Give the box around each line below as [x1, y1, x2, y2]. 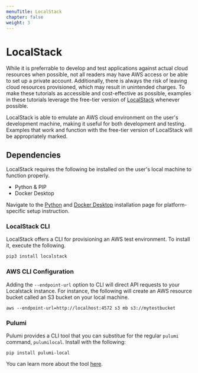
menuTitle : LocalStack [6, 8, 62, 15]
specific [6, 208, 26, 215]
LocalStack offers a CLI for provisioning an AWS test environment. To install [6, 236, 190, 243]
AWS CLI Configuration [6, 268, 74, 276]
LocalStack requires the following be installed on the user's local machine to [6, 166, 192, 173]
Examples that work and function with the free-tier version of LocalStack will [6, 127, 193, 134]
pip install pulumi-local [6, 350, 70, 356]
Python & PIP [14, 184, 47, 191]
